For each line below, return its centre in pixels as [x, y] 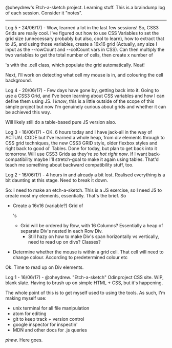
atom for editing [30, 314]
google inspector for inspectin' [45, 324]
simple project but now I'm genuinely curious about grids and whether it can [86, 107]
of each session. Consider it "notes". [44, 13]
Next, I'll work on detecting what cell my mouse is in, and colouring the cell [84, 75]
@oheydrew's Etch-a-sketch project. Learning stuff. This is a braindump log [85, 7]
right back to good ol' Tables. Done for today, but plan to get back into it [81, 148]
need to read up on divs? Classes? [64, 242]
